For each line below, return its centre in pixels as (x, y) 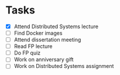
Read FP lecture (33, 46)
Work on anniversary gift (44, 60)
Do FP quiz (27, 53)
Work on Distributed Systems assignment (64, 66)
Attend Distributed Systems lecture (56, 26)
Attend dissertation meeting (47, 40)
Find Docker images (38, 33)
